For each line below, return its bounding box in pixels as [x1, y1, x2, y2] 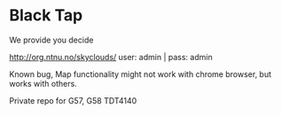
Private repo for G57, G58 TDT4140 [9, 95, 137, 106]
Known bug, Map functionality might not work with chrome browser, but [9, 68, 272, 80]
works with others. [9, 78, 77, 88]
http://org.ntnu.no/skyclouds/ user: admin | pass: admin [9, 51, 213, 62]
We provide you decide [9, 34, 94, 45]
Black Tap [9, 5, 83, 26]
